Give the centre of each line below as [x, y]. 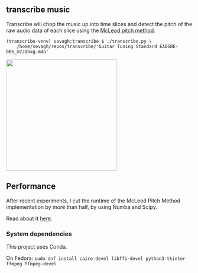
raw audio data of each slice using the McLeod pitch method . [81, 30]
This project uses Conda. [37, 246]
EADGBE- [169, 46]
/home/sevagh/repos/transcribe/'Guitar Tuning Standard [87, 46]
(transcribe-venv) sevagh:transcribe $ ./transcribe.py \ [79, 41]
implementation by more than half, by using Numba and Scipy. [82, 207]
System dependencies [39, 234]
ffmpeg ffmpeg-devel [32, 264]
